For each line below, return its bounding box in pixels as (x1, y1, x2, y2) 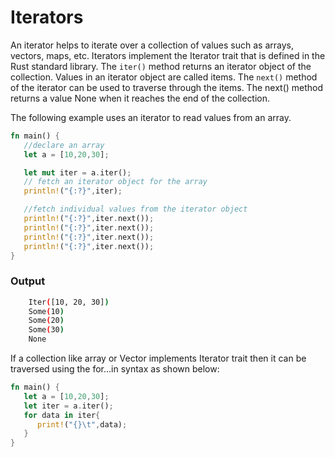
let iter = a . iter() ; (23, 401, 114, 411)
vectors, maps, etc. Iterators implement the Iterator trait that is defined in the (10, 49, 326, 61)
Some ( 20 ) (28, 316, 65, 326)
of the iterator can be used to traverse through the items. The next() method (10, 81, 324, 93)
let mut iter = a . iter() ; (23, 167, 132, 178)
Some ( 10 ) (28, 306, 65, 316)
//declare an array (23, 140, 105, 150)
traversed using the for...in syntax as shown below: (10, 363, 220, 375)
